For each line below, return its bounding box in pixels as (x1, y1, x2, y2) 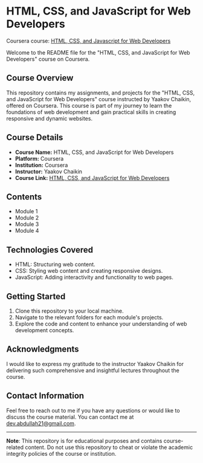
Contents (6, 192, 42, 202)
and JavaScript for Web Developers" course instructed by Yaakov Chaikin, (6, 95, 192, 102)
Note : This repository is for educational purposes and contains (6, 437, 163, 444)
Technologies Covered (6, 244, 94, 255)
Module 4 (14, 227, 39, 235)
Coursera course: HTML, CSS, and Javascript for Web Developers (6, 37, 171, 44)
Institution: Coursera (14, 161, 68, 168)
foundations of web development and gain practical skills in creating (6, 108, 176, 116)
